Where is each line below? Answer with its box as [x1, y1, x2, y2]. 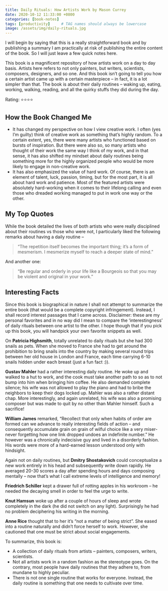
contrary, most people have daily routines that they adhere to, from [12, 564, 151, 570]
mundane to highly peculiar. [12, 569, 70, 575]
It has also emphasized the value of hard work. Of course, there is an [12, 169, 155, 175]
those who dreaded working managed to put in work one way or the [12, 190, 152, 196]
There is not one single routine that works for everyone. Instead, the [12, 574, 153, 580]
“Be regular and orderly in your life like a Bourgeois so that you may [17, 268, 156, 274]
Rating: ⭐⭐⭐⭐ [5, 97, 33, 103]
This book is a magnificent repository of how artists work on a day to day [5, 60, 156, 66]
